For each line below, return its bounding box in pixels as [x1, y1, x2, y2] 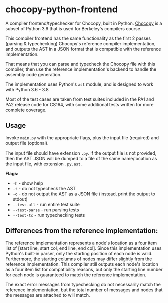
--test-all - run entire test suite [12, 201, 80, 207]
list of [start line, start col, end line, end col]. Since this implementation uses [5, 245, 162, 251]
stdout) [12, 196, 28, 202]
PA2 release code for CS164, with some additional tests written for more [5, 101, 154, 107]
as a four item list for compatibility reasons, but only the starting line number [5, 266, 163, 272]
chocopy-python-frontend [5, 4, 118, 15]
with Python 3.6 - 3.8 [5, 86, 49, 92]
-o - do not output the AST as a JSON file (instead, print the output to [12, 191, 155, 197]
